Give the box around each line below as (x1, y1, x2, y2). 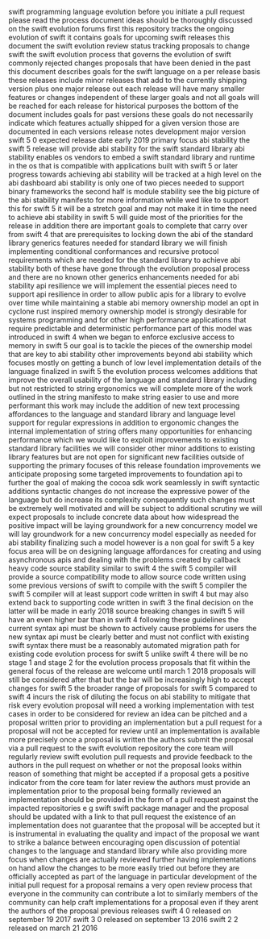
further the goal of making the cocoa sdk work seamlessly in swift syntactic (8, 478, 260, 487)
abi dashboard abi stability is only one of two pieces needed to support (8, 178, 245, 188)
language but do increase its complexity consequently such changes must (8, 495, 255, 505)
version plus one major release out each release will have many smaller (8, 84, 245, 93)
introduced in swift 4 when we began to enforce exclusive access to (8, 332, 235, 342)
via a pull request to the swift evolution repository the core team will (8, 743, 234, 753)
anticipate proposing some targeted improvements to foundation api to (8, 469, 243, 479)
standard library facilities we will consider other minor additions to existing (8, 443, 255, 453)
